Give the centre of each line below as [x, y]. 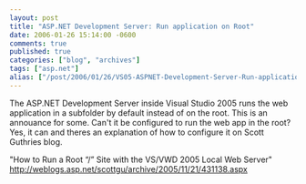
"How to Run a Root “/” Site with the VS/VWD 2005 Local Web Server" [141, 159]
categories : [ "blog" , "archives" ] [75, 60]
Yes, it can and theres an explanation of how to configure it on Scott [137, 132]
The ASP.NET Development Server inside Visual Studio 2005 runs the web [149, 103]
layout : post [34, 18]
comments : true [38, 43]
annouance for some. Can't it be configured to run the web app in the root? [150, 122]
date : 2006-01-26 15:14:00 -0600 [73, 35]
